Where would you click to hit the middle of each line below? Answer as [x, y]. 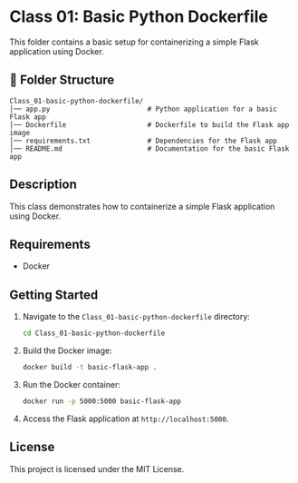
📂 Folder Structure [62, 80]
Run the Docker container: [71, 384]
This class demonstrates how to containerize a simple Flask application [142, 206]
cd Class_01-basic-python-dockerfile [94, 333]
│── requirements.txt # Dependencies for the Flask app [144, 141]
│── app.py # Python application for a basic [144, 109]
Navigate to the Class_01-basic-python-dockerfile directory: [136, 317]
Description [43, 185]
